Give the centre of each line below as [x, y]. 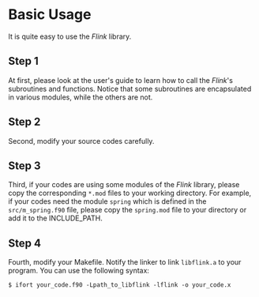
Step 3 [24, 165]
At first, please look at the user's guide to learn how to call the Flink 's [120, 80]
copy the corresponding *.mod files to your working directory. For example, [130, 193]
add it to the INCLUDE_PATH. [55, 218]
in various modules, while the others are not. [81, 97]
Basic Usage [50, 15]
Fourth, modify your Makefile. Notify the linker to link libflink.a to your [125, 262]
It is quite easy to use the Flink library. [70, 36]
